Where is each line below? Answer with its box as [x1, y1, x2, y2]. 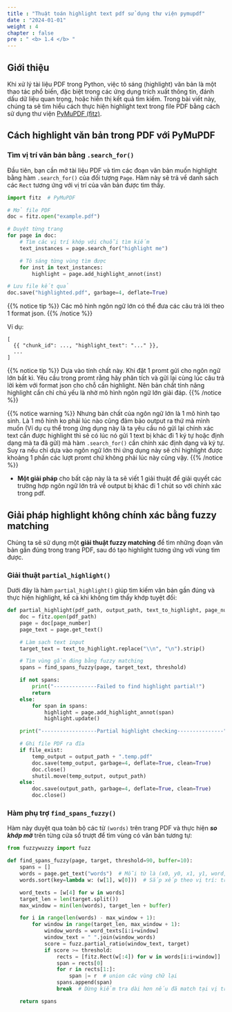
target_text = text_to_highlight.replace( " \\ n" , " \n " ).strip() [19, 645, 206, 652]
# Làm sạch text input [19, 638, 85, 645]
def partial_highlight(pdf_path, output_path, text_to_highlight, [7, 607, 202, 614]
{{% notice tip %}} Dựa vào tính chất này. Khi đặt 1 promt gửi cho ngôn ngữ [7, 367, 221, 375]
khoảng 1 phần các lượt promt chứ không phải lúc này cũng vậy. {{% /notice [7, 453, 223, 462]
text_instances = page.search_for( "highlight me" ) [19, 245, 168, 252]
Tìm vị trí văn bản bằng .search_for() [7, 150, 135, 160]
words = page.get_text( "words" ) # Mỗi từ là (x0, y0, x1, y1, [19, 871, 209, 878]
